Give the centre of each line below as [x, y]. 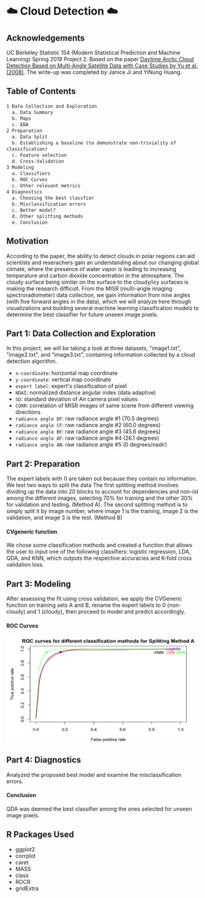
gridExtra [27, 888]
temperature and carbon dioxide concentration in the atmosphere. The [95, 275]
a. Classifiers [31, 173]
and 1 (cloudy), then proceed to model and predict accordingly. [106, 612]
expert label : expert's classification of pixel [71, 386]
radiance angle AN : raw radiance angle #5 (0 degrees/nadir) [91, 445]
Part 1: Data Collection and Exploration [81, 334]
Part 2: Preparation [43, 464]
